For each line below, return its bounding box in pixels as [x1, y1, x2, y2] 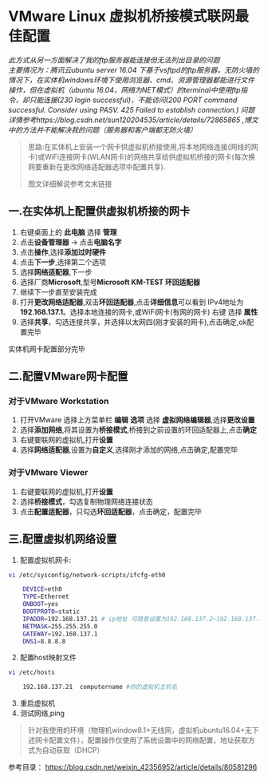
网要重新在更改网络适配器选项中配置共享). [27, 161, 166, 172]
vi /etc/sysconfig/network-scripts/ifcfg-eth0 [8, 571, 166, 579]
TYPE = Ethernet [22, 592, 69, 601]
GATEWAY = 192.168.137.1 [22, 630, 98, 638]
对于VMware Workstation [8, 396, 109, 407]
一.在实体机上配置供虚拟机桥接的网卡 [8, 204, 191, 218]
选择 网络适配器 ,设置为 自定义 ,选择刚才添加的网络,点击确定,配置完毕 [19, 445, 238, 455]
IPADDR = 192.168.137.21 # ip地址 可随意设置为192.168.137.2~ [22, 615, 217, 623]
